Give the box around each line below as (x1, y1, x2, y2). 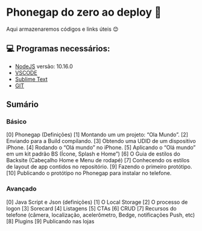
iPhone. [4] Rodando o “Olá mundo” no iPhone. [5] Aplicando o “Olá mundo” (6, 144, 196, 151)
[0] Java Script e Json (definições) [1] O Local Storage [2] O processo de (6, 198, 188, 206)
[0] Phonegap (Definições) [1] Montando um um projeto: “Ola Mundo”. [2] (6, 131, 189, 138)
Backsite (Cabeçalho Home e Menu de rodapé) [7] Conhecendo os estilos (6, 157, 190, 164)
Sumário (6, 100, 39, 110)
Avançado (6, 185, 37, 193)
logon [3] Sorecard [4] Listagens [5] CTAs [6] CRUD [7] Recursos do (6, 204, 177, 212)
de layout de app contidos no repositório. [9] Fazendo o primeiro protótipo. (6, 163, 192, 171)
